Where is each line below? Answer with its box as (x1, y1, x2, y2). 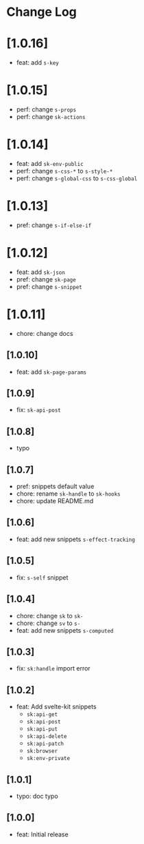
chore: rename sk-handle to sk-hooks (16, 489, 121, 498)
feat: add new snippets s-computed (16, 626, 114, 634)
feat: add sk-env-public (16, 160, 84, 167)
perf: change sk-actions (16, 113, 86, 121)
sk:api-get (26, 711, 58, 718)
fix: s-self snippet (16, 573, 69, 582)
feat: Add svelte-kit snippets (16, 703, 97, 711)
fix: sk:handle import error (16, 664, 91, 673)
